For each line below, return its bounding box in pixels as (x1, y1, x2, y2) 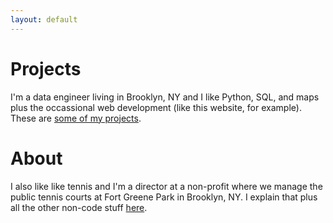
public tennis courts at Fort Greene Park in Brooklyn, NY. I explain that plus (10, 191, 318, 203)
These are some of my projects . (10, 112, 142, 124)
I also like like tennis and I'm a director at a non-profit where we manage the (10, 180, 323, 192)
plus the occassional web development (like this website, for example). (10, 101, 302, 113)
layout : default (10, 14, 78, 25)
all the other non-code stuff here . (10, 201, 148, 213)
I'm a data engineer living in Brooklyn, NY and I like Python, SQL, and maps (10, 91, 320, 103)
